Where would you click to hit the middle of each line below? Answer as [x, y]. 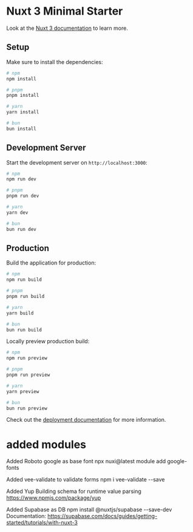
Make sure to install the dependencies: [55, 62]
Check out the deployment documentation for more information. [86, 420]
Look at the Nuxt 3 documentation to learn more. [67, 28]
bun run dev [21, 229]
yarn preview [23, 391]
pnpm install [23, 96]
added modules [46, 445]
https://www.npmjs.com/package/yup [54, 498]
